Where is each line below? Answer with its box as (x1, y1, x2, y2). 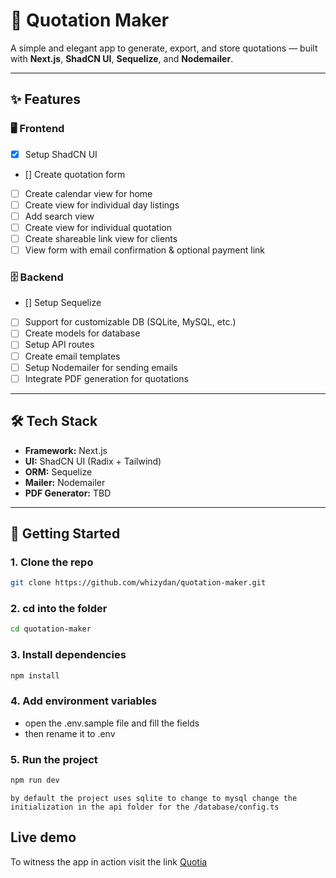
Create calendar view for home (24, 187, 153, 199)
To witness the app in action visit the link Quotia (10, 855, 208, 868)
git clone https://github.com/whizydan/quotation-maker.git (10, 578, 267, 588)
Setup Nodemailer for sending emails (24, 361, 178, 373)
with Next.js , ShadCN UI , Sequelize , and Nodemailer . (10, 52, 234, 64)
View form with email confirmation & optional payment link (24, 244, 265, 256)
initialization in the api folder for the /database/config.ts (10, 802, 280, 812)
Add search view (24, 210, 95, 222)
